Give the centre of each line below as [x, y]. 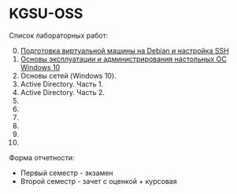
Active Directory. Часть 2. [63, 92]
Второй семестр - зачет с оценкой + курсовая [98, 181]
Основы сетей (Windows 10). [68, 75]
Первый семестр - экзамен [67, 173]
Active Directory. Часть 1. [62, 84]
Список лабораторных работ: [59, 35]
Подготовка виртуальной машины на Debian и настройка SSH [124, 50]
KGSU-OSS [46, 14]
